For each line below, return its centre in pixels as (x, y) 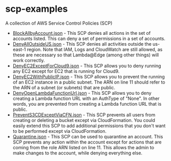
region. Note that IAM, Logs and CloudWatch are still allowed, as (95, 49)
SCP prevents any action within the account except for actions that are (87, 142)
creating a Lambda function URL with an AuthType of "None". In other (86, 98)
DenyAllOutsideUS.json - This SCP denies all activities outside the (82, 44)
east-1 (19, 49)
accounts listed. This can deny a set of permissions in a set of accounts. (89, 38)
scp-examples (37, 9)
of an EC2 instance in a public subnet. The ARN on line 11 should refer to (89, 82)
